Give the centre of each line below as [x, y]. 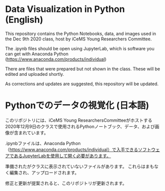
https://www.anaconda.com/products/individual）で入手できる [74, 149]
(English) [24, 20]
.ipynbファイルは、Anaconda [35, 143]
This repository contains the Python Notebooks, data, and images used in [81, 33]
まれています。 [33, 133]
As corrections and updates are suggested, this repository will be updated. [82, 84]
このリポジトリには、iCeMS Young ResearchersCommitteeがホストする [79, 120]
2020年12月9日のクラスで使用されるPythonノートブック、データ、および [80, 126]
